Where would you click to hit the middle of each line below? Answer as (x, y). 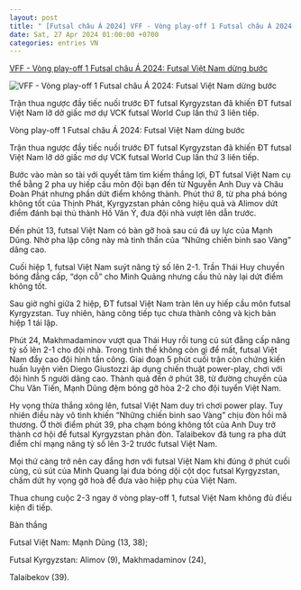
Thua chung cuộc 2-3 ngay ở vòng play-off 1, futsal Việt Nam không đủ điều (150, 498)
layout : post (34, 18)
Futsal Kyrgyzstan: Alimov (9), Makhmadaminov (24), (108, 560)
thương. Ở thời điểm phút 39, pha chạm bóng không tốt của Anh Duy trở (143, 425)
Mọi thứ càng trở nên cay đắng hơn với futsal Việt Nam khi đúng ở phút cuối (150, 461)
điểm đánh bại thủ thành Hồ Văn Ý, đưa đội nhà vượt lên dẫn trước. (133, 213)
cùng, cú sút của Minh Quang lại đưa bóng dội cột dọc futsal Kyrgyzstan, (145, 471)
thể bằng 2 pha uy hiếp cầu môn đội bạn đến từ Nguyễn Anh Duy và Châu (146, 185)
